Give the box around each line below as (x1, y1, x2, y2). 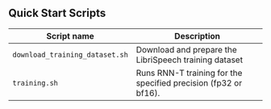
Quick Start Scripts (8, 6, 106, 20)
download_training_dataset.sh (12, 50, 129, 59)
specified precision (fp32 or (135, 77, 243, 88)
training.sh (12, 78, 59, 87)
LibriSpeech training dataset (135, 54, 244, 65)
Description (174, 30, 220, 41)
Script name (46, 30, 94, 41)
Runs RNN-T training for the (135, 67, 243, 78)
